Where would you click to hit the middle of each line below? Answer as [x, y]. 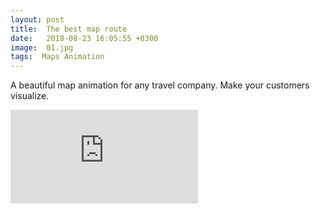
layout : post [37, 19]
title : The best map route [69, 29]
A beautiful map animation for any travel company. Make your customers [160, 85]
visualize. [30, 96]
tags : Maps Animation [57, 57]
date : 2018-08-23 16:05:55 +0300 [84, 38]
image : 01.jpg [42, 47]
